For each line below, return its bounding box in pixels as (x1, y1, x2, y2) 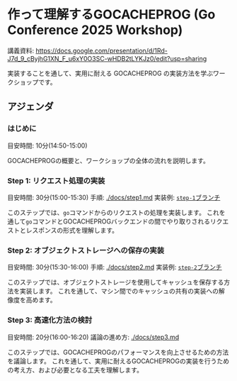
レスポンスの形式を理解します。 (25, 226, 119, 234)
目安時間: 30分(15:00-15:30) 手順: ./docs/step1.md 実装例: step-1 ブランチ (7, 193, 221, 201)
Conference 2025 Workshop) (7, 22, 183, 38)
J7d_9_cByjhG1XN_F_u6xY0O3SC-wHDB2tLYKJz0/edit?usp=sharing (7, 54, 207, 62)
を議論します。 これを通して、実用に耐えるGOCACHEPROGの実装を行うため (7, 356, 230, 365)
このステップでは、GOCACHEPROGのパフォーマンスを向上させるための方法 (7, 348, 229, 356)
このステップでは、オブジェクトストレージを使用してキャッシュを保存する (7, 278, 224, 287)
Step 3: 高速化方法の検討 (7, 315, 93, 325)
